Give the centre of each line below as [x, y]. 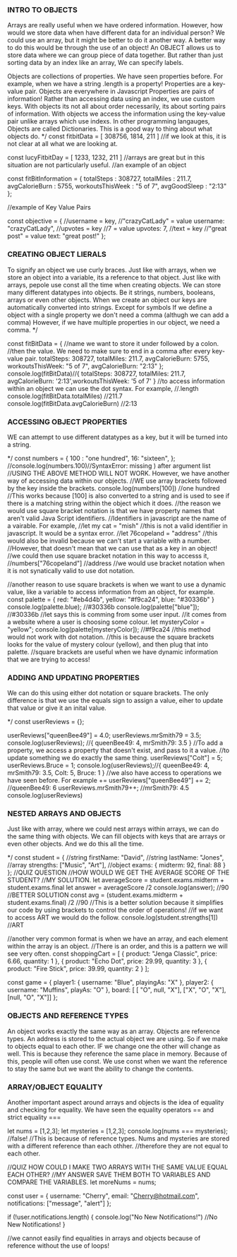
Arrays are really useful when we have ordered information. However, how [115, 25]
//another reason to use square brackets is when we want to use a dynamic [117, 584]
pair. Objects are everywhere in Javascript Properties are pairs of [119, 91]
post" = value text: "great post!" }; [57, 236]
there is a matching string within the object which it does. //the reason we [114, 503]
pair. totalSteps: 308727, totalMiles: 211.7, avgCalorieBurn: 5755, [117, 359]
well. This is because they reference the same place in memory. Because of [117, 1054]
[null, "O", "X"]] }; [32, 997]
